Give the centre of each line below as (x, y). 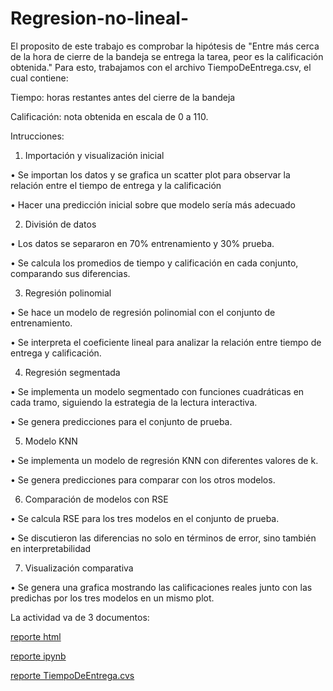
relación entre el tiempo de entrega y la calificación (116, 185)
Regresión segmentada (72, 372)
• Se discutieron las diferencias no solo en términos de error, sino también (163, 538)
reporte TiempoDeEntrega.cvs (72, 675)
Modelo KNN (51, 441)
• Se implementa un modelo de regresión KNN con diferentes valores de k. (164, 460)
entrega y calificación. (56, 353)
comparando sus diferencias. (70, 273)
